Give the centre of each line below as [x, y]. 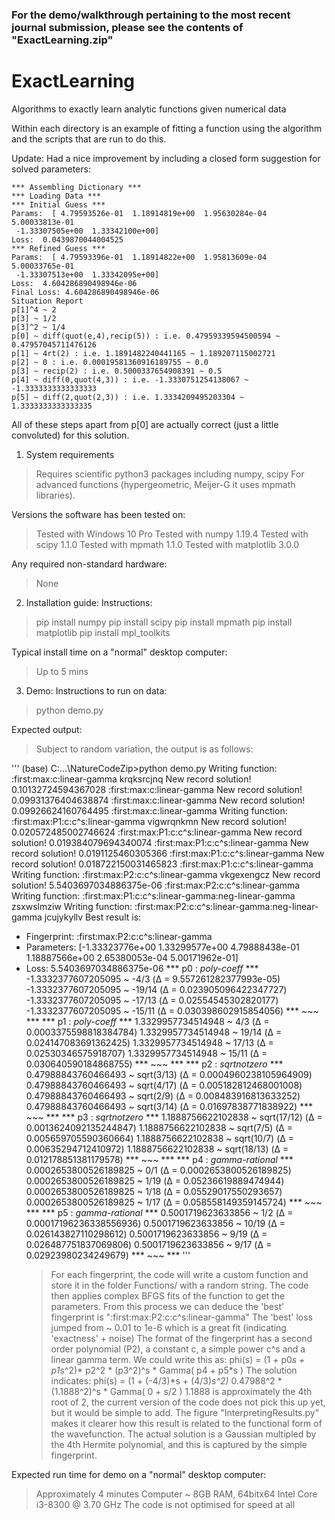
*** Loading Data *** [56, 196]
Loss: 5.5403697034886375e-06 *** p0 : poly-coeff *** [142, 968]
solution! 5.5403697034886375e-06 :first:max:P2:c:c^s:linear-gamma [156, 885]
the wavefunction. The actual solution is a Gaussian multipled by [183, 1434]
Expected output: [47, 729]
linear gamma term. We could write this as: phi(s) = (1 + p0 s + [178, 1359]
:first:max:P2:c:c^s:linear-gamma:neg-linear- [226, 906]
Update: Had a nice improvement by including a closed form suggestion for [166, 158]
